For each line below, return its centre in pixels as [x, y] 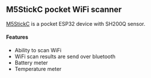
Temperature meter [38, 69]
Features [17, 37]
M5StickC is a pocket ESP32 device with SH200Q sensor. [76, 23]
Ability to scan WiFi [38, 50]
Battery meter [31, 63]
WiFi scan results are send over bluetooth [65, 57]
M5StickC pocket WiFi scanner [64, 10]
